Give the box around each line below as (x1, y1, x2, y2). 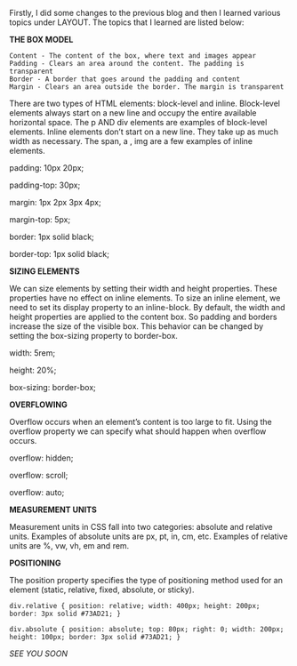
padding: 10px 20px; (9, 163, 84, 173)
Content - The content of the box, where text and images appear (9, 52, 256, 60)
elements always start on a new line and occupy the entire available (9, 108, 257, 118)
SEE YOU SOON (9, 648, 68, 659)
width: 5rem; (9, 348, 56, 358)
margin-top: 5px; (9, 214, 71, 225)
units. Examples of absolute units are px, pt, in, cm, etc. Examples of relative (9, 531, 288, 542)
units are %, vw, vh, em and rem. (9, 541, 130, 550)
